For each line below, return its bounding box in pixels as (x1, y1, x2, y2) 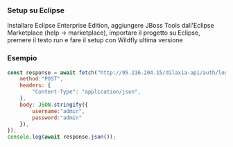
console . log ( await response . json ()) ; (7, 134, 116, 141)
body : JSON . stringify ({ (19, 101, 89, 108)
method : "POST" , (19, 76, 64, 83)
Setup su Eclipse (7, 6, 64, 15)
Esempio (7, 53, 37, 63)
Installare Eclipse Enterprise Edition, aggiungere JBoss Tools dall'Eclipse (7, 21, 214, 30)
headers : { (19, 82, 51, 89)
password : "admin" (32, 114, 82, 121)
